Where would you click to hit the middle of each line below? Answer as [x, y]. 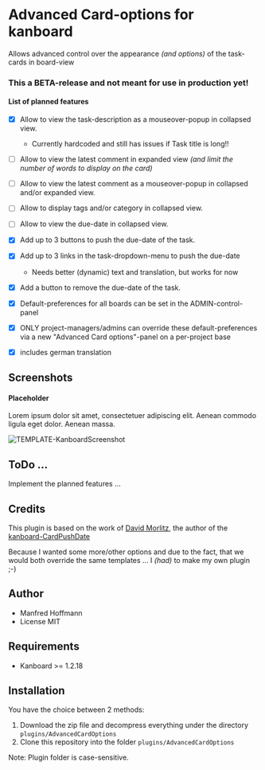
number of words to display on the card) [86, 168]
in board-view [51, 62]
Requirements [44, 647]
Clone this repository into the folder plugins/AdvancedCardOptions [127, 742]
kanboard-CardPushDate [49, 536]
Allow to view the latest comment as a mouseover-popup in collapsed [134, 184]
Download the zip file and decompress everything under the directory [134, 725]
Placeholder [29, 398]
